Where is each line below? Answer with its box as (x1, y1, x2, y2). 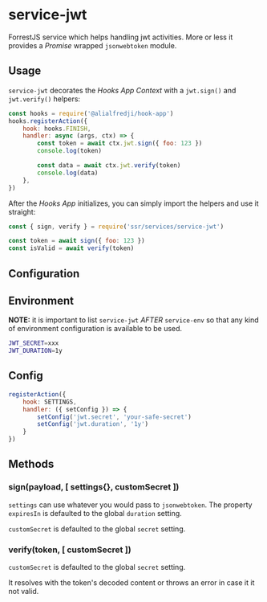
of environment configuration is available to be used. (8, 324, 183, 334)
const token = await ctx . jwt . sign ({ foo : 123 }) (37, 139, 203, 148)
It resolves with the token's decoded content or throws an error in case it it (8, 578, 255, 588)
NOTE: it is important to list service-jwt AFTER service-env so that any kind (8, 315, 259, 325)
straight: (8, 207, 36, 216)
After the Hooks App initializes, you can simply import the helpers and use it (8, 199, 259, 208)
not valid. (8, 587, 39, 596)
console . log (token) (37, 147, 103, 155)
